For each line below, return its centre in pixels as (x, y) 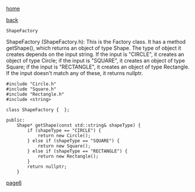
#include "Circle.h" (32, 84)
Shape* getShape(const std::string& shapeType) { (79, 125)
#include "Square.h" (32, 89)
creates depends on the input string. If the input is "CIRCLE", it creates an (95, 54)
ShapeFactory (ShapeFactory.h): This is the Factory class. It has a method (96, 42)
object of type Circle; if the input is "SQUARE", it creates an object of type (96, 61)
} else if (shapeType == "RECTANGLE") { (77, 151)
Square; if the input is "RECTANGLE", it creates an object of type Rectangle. (98, 67)
